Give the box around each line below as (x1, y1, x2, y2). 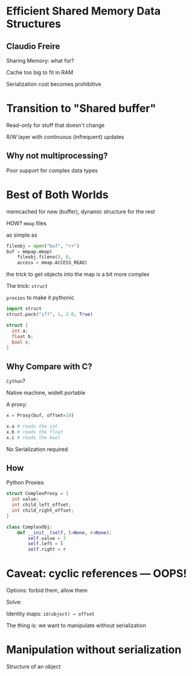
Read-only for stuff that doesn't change (6, 121, 105, 129)
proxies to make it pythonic (6, 294, 74, 301)
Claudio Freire (6, 41, 60, 51)
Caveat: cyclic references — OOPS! (6, 567, 187, 581)
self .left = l (28, 541, 63, 547)
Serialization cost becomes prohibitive (6, 80, 101, 88)
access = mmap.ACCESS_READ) (17, 260, 88, 266)
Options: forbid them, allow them (6, 587, 88, 594)
